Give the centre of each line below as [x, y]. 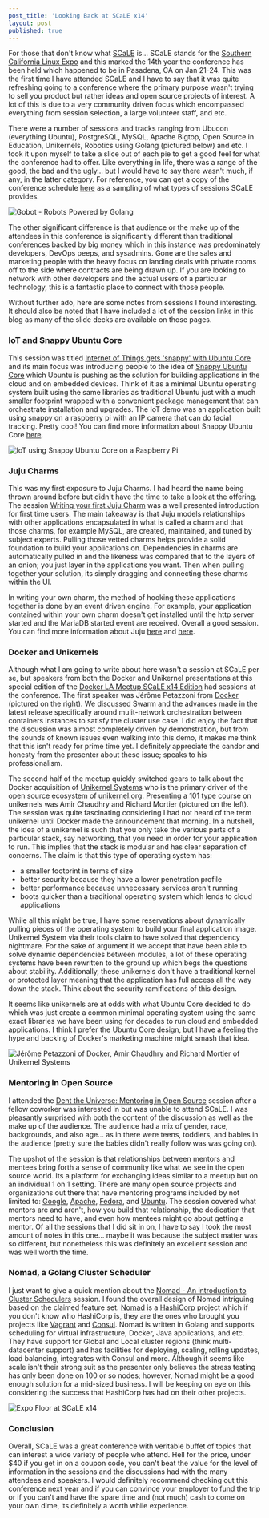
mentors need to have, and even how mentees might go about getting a [126, 1218]
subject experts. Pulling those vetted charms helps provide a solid [117, 539]
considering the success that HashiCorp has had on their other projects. [127, 1392]
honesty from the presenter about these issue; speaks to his [108, 755]
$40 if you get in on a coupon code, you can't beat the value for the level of [133, 1464]
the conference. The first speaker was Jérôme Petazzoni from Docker [123, 695]
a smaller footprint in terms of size [76, 871]
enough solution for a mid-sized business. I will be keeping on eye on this [129, 1383]
